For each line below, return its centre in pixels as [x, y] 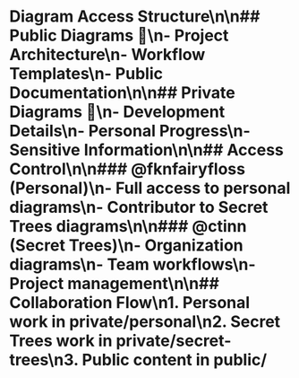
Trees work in [61, 341]
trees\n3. [44, 360]
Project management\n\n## [114, 284]
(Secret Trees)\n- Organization [126, 246]
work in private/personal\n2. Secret [145, 322]
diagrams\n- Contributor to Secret [139, 207]
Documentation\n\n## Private [122, 93]
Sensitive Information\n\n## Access [146, 150]
